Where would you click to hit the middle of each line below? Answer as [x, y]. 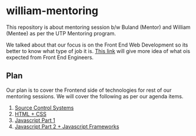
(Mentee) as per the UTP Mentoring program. [61, 33]
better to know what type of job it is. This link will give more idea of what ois [98, 51]
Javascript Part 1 [35, 120]
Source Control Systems [44, 108]
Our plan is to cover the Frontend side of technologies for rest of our [89, 90]
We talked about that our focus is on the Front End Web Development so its [97, 45]
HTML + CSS [31, 114]
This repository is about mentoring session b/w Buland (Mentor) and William [98, 27]
